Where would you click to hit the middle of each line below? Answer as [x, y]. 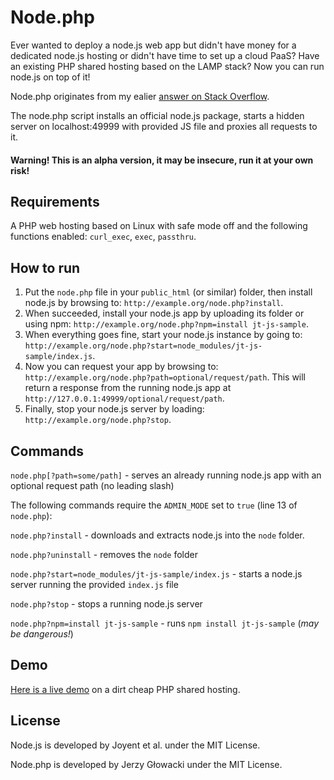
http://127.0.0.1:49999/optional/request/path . [124, 398]
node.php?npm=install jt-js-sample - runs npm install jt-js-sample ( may [165, 623]
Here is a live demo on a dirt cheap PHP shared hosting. [125, 689]
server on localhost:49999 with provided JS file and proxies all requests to [164, 126]
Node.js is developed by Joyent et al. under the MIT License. [135, 745]
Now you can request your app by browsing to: [121, 367]
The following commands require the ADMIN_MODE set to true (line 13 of [154, 505]
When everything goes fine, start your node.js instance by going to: [163, 335]
